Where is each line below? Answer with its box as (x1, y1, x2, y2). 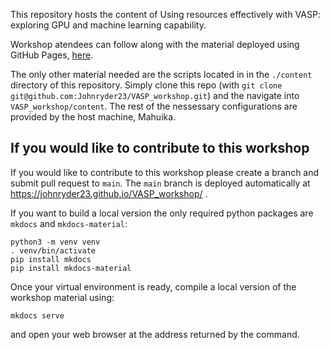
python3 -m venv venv (10, 237, 101, 247)
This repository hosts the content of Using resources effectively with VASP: (10, 9, 321, 20)
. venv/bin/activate (10, 245, 97, 256)
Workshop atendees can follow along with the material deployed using (10, 39, 300, 50)
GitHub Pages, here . (10, 49, 94, 61)
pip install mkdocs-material (10, 263, 132, 273)
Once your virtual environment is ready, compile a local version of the (10, 280, 297, 293)
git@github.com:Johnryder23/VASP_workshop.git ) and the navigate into (10, 90, 300, 101)
